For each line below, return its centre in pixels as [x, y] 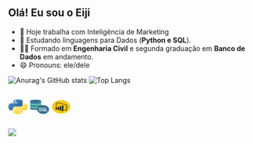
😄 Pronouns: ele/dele [54, 65]
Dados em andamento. [56, 56]
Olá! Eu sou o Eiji [49, 13]
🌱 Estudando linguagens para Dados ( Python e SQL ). [105, 40]
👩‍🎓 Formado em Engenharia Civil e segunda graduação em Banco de [132, 48]
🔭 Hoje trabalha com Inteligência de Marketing [94, 31]
